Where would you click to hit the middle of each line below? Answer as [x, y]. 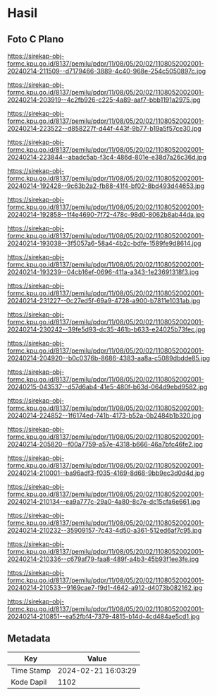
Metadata [29, 638]
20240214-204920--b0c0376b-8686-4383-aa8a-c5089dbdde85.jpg [108, 358]
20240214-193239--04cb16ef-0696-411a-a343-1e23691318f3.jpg [103, 272]
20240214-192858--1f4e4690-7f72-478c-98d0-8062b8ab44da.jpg [106, 214]
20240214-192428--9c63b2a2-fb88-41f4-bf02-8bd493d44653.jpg [106, 186]
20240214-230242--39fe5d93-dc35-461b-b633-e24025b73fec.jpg [106, 329]
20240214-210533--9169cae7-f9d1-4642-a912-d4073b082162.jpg [105, 588]
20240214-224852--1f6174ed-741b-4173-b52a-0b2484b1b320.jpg [104, 415]
